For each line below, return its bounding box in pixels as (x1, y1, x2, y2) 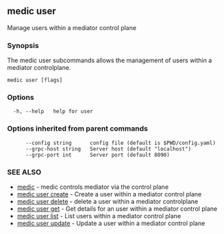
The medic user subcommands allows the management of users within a (7, 56, 212, 64)
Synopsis (7, 40, 39, 50)
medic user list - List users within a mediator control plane (16, 212, 182, 220)
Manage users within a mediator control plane (7, 23, 137, 31)
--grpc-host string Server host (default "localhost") (25, 145, 192, 153)
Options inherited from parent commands (7, 124, 149, 133)
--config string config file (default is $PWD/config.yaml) (25, 140, 216, 146)
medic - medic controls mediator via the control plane (16, 183, 169, 191)
